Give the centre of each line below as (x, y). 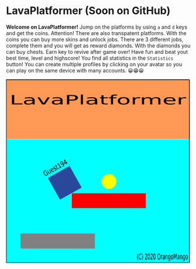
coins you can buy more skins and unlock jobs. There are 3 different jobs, (95, 39)
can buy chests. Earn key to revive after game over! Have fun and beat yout (97, 51)
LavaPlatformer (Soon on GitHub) (88, 11)
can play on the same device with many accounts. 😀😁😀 (75, 70)
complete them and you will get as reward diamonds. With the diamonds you (98, 46)
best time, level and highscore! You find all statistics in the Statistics (90, 58)
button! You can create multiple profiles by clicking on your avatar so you (94, 64)
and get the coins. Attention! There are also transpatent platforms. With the (96, 33)
